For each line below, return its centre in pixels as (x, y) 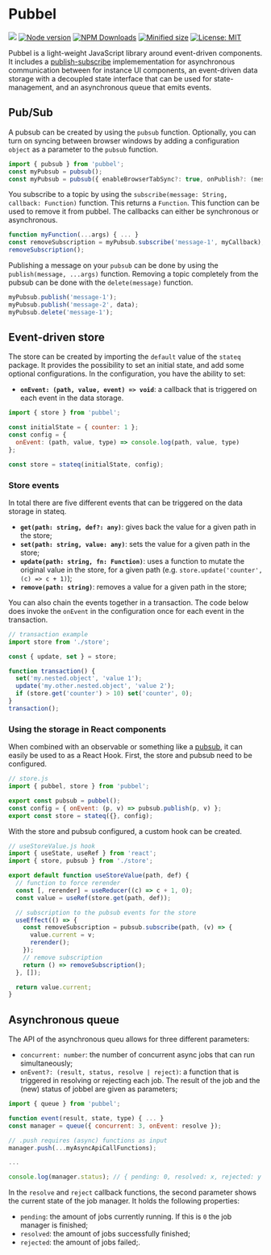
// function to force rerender (68, 883)
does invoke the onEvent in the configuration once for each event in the (126, 611)
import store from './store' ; (59, 642)
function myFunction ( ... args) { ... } (73, 235)
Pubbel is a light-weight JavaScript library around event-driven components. (135, 52)
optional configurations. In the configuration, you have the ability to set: (127, 374)
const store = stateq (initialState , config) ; (86, 465)
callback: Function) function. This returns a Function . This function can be (134, 203)
